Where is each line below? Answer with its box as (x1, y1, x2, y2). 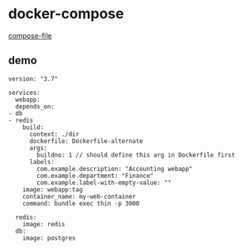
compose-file (8, 31, 52, 40)
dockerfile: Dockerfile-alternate (28, 137, 144, 145)
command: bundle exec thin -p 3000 (22, 199, 140, 207)
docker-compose (8, 5, 124, 23)
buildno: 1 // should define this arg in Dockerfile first (36, 151, 236, 159)
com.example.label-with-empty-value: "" (36, 179, 172, 187)
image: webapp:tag (22, 185, 83, 194)
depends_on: (15, 102, 55, 111)
